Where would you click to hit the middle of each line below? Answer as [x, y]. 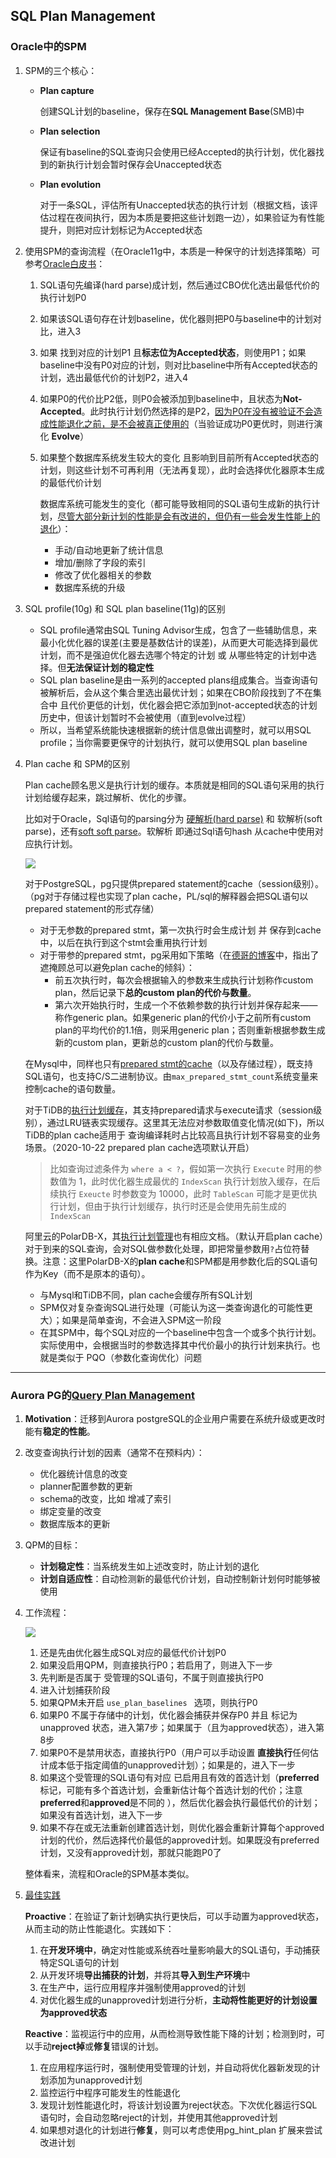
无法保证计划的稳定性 [110, 667]
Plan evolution [70, 184]
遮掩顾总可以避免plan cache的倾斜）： [117, 967]
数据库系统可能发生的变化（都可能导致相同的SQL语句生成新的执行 [175, 503]
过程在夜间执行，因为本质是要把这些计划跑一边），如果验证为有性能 [186, 217]
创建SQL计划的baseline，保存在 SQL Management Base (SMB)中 [172, 111]
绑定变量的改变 [70, 1511]
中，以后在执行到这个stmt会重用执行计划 [123, 942]
